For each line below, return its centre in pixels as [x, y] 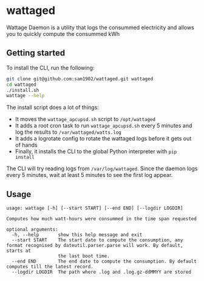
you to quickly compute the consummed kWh [63, 33]
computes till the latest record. [50, 267]
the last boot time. [84, 256]
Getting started [36, 53]
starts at [19, 251]
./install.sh [23, 90]
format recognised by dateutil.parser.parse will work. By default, [95, 246]
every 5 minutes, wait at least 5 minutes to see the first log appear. [90, 175]
